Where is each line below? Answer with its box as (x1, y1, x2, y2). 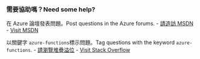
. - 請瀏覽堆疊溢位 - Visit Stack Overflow (30, 46, 131, 54)
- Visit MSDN (6, 27, 39, 34)
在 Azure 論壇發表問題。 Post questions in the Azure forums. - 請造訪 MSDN (6, 20, 194, 27)
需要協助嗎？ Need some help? (6, 5, 95, 13)
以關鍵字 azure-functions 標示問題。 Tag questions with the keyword (6, 39, 175, 46)
